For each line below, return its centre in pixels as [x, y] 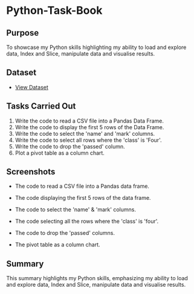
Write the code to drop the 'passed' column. [70, 146]
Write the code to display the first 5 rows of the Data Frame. [89, 127]
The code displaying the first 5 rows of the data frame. [83, 198]
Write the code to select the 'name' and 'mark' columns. [85, 133]
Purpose [23, 33]
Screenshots [31, 172]
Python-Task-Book [54, 11]
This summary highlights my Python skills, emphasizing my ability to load [97, 278]
